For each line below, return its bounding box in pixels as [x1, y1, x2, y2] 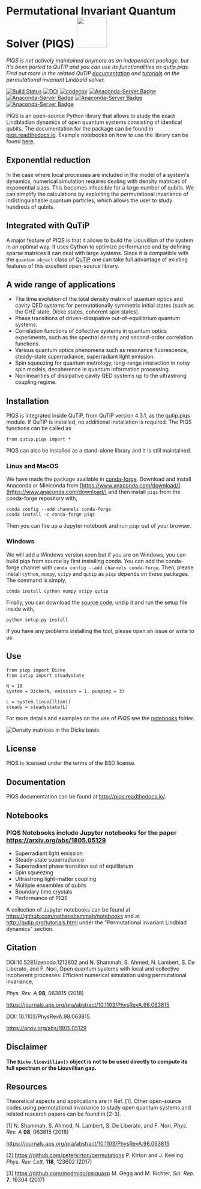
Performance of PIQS [14, 894, 68, 901]
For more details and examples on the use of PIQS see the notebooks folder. [6, 714, 195, 721]
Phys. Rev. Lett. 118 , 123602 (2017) [6, 1158, 92, 1166]
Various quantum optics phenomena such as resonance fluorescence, [14, 347, 188, 354]
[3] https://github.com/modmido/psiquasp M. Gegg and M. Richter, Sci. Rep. [6, 1170, 195, 1177]
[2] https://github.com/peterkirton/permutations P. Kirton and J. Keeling [6, 1152, 184, 1159]
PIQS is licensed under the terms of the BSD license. [6, 759, 136, 767]
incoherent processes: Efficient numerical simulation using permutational [6, 971, 187, 978]
